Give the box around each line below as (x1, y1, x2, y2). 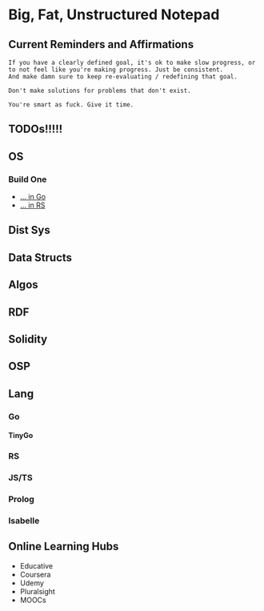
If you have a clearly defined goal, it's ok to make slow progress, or (8, 58, 256, 66)
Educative (19, 561, 54, 570)
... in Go (19, 192, 46, 202)
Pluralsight (19, 586, 56, 596)
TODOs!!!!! (8, 123, 63, 136)
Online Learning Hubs (8, 540, 119, 553)
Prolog (8, 494, 34, 505)
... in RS (19, 200, 46, 210)
